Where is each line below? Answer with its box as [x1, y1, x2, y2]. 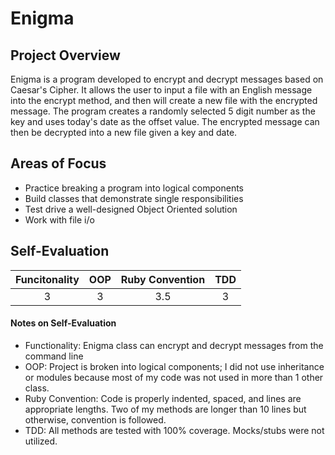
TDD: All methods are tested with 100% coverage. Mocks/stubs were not [24, 424, 325, 436]
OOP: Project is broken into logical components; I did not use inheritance [24, 360, 325, 372]
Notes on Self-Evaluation [10, 317, 117, 329]
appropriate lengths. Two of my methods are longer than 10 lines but [24, 403, 307, 415]
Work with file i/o [24, 213, 95, 226]
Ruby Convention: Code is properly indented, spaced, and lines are [24, 392, 302, 404]
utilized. [24, 435, 58, 447]
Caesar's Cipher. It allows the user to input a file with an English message [10, 84, 313, 96]
